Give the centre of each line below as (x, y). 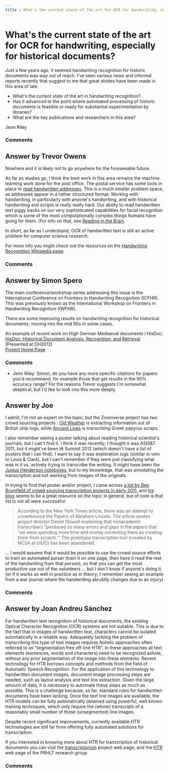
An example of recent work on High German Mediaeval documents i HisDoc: (84, 334)
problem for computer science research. (47, 236)
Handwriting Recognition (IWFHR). (41, 309)
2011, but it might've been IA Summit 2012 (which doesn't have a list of (78, 449)
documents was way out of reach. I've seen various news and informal (78, 75)
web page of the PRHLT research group (46, 752)
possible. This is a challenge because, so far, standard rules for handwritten (84, 690)
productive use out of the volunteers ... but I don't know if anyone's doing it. (84, 569)
